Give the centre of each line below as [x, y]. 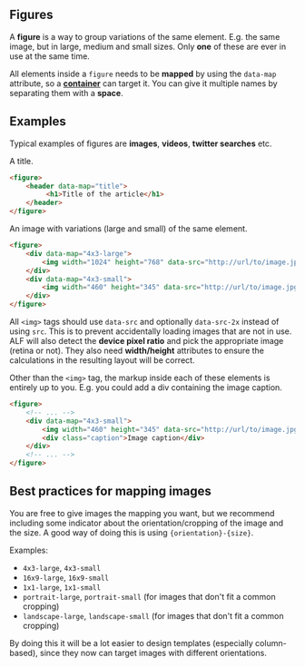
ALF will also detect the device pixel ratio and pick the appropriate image [147, 341]
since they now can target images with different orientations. [153, 652]
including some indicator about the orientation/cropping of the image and [147, 523]
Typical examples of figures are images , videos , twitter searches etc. [141, 143]
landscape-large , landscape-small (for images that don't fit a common [153, 615]
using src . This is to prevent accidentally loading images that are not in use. [151, 331]
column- [271, 642]
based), [24, 652]
